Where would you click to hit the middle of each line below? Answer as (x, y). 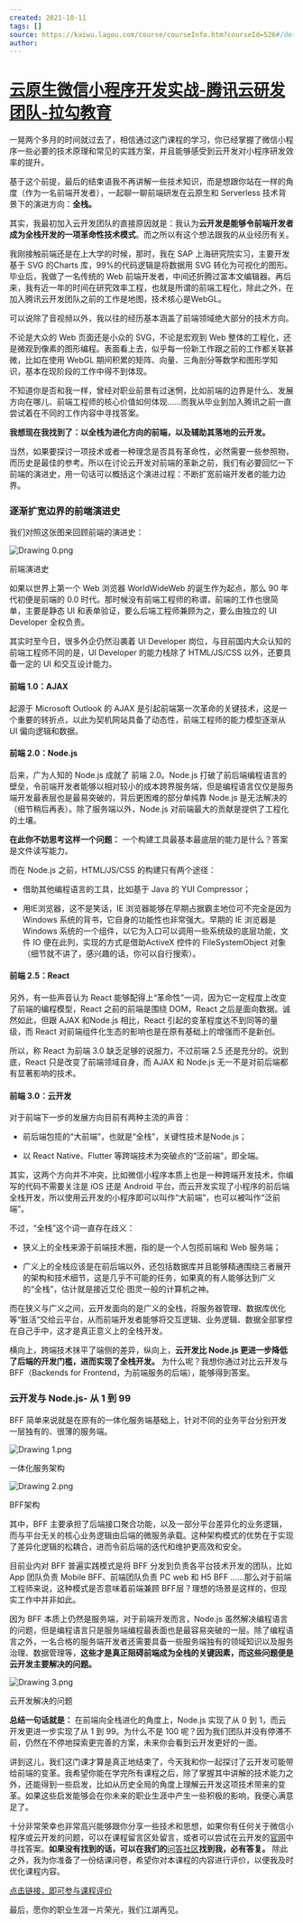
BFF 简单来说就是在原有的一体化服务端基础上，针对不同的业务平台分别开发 (148, 1420)
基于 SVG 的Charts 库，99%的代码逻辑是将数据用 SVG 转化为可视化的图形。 (151, 265)
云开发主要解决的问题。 (53, 1664)
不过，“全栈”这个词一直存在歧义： (72, 1228)
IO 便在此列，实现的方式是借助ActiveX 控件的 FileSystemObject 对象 (160, 942)
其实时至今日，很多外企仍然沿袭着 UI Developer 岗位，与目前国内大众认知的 (150, 642)
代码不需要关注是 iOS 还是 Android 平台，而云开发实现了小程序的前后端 (157, 1187)
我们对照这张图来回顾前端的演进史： (77, 532)
